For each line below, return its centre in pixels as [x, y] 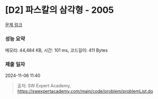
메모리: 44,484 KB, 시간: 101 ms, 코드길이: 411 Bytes [56, 50]
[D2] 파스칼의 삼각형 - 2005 [59, 10]
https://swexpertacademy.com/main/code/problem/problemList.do [85, 91]
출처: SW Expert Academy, [44, 85]
